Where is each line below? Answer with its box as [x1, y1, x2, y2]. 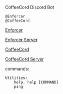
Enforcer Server [5, 37, 38, 42]
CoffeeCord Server [5, 56, 44, 62]
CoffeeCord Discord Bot [5, 4, 55, 10]
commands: [5, 66, 30, 71]
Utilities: [5, 75, 28, 80]
